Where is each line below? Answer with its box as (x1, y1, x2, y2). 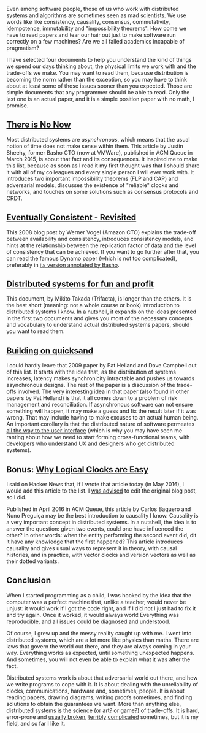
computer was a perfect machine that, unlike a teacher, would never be (6, 598, 186, 605)
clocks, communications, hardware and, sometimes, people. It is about (6, 687, 185, 694)
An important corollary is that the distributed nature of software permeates (6, 420, 195, 428)
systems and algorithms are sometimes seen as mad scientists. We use (6, 12, 187, 19)
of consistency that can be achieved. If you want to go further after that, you (6, 248, 199, 255)
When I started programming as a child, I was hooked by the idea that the (6, 591, 192, 599)
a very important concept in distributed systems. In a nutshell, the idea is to (6, 518, 197, 526)
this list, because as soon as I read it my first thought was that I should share (6, 162, 200, 169)
